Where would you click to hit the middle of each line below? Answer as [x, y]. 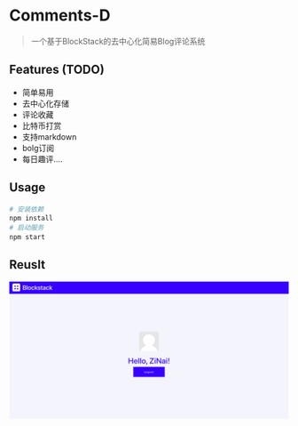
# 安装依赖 [27, 209]
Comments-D [60, 16]
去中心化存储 [45, 103]
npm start [27, 237]
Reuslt [27, 265]
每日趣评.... [42, 159]
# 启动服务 [27, 228]
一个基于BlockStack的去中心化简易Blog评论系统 [118, 41]
